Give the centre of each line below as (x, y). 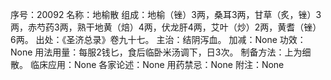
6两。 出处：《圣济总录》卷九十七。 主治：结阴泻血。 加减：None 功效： (158, 39)
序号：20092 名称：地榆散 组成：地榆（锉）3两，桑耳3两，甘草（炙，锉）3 (166, 14)
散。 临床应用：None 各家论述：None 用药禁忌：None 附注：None (147, 64)
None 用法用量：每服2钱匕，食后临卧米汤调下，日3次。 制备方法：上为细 (161, 52)
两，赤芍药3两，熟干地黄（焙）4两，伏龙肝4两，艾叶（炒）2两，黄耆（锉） (166, 27)
